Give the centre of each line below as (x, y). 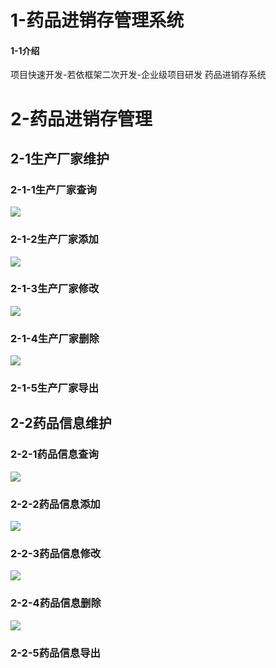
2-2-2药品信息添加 (55, 504)
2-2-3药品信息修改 (56, 553)
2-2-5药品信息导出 (55, 653)
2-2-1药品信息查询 (54, 454)
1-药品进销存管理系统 (97, 20)
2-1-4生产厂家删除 (55, 338)
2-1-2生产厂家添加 (54, 239)
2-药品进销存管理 (81, 118)
